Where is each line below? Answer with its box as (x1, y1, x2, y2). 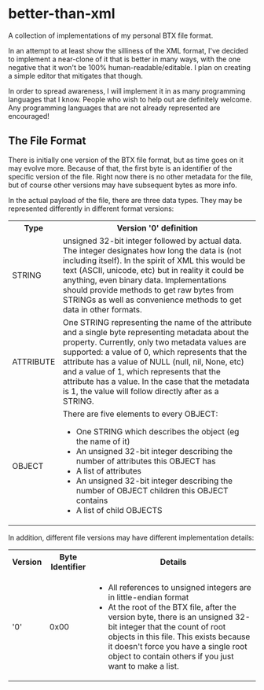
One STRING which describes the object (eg (75, 426, 240, 437)
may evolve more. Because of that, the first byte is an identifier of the (8, 163, 233, 173)
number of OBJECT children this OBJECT (75, 485, 229, 496)
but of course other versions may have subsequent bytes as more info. (8, 180, 237, 190)
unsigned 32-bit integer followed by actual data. (62, 235, 242, 246)
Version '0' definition (116, 222, 198, 233)
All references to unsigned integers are (108, 581, 251, 592)
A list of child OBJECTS (75, 504, 163, 515)
